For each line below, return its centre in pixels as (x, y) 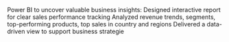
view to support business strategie (75, 31)
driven (16, 31)
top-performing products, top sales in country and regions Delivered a (106, 24)
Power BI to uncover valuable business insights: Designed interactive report (114, 10)
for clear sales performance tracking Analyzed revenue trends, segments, (111, 17)
